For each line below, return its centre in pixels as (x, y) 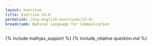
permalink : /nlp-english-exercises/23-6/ (49, 19)
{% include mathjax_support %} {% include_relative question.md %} (76, 38)
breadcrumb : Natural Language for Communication (57, 24)
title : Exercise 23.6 (28, 15)
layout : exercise (23, 10)
